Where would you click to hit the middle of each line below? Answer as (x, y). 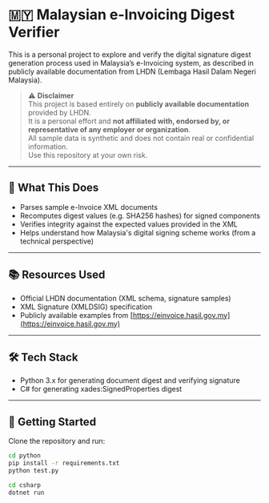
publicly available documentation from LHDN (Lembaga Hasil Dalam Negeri (132, 71)
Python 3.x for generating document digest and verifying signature (130, 380)
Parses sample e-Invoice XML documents (89, 207)
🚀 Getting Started (52, 422)
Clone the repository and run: (57, 441)
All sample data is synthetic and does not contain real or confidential (141, 138)
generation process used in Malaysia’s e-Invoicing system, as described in (131, 62)
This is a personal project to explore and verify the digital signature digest (130, 54)
